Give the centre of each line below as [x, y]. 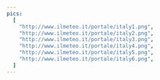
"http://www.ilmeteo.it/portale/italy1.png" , [87, 26]
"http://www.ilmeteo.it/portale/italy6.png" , [87, 59]
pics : [14, 14]
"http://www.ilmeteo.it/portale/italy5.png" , [87, 53]
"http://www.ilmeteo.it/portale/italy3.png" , [87, 40]
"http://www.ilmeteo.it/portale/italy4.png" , [87, 46]
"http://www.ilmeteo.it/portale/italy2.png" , [87, 33]
